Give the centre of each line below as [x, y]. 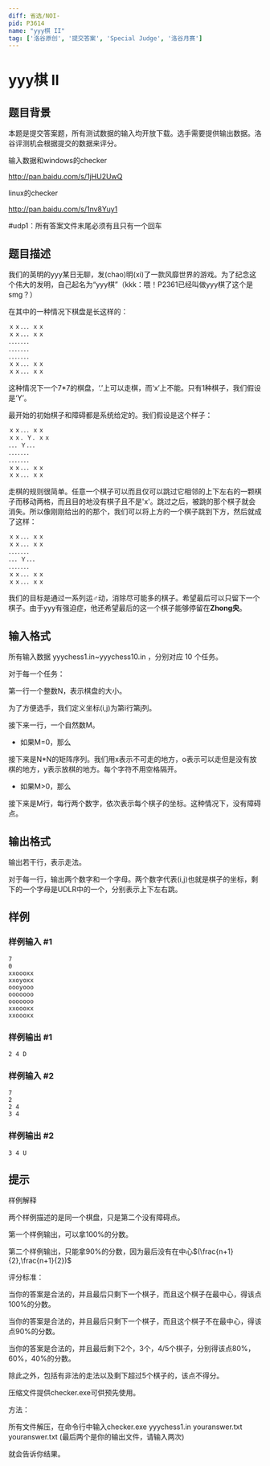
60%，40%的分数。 [42, 1358]
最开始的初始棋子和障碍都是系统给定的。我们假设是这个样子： [110, 416]
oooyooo [21, 987]
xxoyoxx [21, 980]
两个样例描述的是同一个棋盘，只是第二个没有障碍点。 [96, 1218]
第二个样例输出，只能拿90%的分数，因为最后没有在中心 [101, 1251]
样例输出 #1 [30, 1037]
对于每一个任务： [37, 674]
